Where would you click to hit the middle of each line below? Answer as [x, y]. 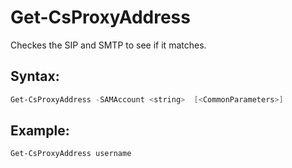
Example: [40, 131]
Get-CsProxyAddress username [71, 154]
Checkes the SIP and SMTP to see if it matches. [108, 45]
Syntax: [35, 76]
